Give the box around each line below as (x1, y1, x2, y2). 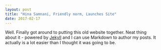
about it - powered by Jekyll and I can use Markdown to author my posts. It (5, 34, 156, 40)
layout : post (5, 7, 32, 12)
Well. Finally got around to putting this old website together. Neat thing (5, 30, 147, 35)
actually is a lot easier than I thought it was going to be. (5, 40, 116, 46)
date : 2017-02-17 (5, 16, 40, 21)
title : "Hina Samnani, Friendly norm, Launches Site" (5, 12, 117, 17)
